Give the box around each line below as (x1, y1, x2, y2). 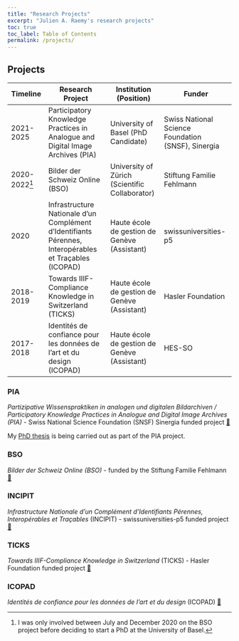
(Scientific (110, 179, 144, 189)
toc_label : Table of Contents (7, 30, 97, 38)
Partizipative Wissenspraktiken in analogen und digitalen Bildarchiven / (7, 403, 217, 412)
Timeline (11, 88, 41, 98)
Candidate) (110, 136, 148, 146)
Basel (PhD (110, 127, 148, 137)
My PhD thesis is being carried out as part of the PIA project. (7, 432, 186, 440)
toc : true (7, 24, 37, 31)
